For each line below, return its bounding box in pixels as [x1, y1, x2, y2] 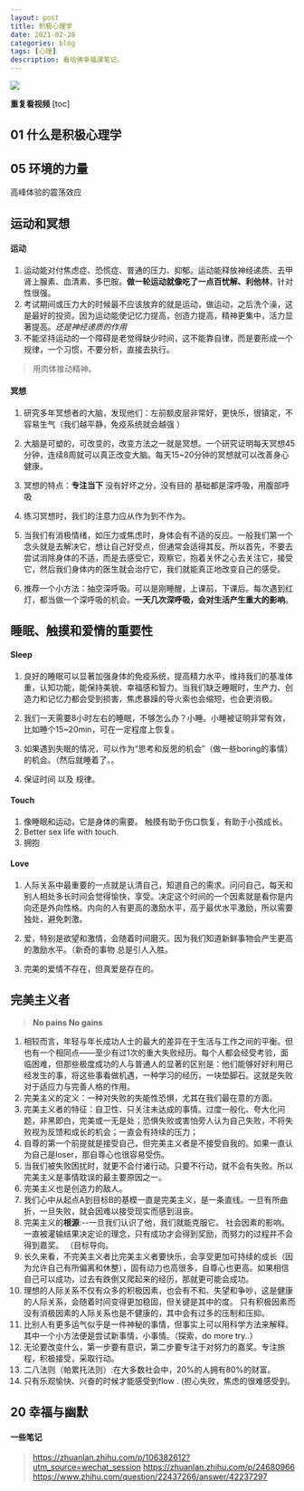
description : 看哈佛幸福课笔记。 [10, 55, 125, 64]
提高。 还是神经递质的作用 [31, 321, 128, 332]
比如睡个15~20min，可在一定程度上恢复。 [23, 724, 179, 735]
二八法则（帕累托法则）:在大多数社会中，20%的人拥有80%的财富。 [23, 1364, 276, 1375]
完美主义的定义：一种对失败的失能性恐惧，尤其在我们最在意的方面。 [23, 1092, 278, 1103]
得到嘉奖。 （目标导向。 [23, 1239, 114, 1250]
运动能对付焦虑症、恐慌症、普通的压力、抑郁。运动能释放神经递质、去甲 [23, 265, 293, 275]
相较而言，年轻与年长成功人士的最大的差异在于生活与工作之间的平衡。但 [23, 1035, 293, 1046]
